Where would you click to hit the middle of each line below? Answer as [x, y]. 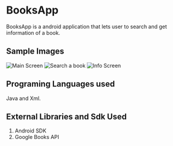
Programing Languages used [61, 84]
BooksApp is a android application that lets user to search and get [86, 26]
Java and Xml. [24, 98]
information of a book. [33, 32]
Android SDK [31, 131]
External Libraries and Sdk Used [67, 116]
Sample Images [35, 52]
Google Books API [37, 137]
